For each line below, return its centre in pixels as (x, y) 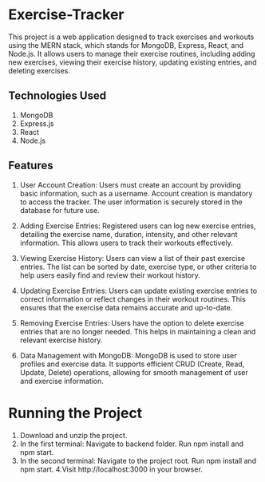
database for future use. (59, 210)
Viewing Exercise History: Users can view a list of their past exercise (132, 258)
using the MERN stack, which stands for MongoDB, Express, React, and (126, 45)
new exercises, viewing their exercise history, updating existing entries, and (132, 62)
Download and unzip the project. (73, 435)
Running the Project (75, 413)
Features (31, 166)
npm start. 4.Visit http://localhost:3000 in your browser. (111, 469)
